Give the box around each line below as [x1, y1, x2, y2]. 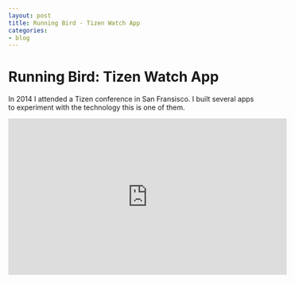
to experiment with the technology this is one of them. [8, 102, 185, 112]
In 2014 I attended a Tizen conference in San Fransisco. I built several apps [8, 95, 254, 104]
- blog [8, 33, 30, 42]
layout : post [8, 11, 52, 20]
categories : [8, 26, 48, 34]
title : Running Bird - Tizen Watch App [8, 19, 141, 27]
